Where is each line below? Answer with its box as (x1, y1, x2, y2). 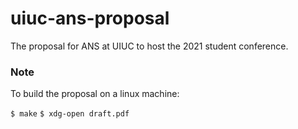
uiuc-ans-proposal (10, 7, 170, 30)
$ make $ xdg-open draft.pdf (10, 109, 130, 119)
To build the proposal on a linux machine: (10, 88, 180, 100)
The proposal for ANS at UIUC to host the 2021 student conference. (10, 40, 289, 52)
